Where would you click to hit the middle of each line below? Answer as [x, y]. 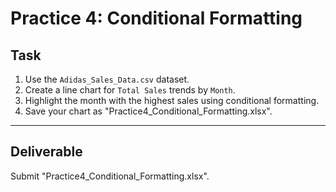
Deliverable [46, 152]
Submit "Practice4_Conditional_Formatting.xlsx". [110, 176]
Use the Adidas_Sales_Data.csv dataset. [107, 79]
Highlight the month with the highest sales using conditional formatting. [172, 100]
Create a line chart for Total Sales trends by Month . [130, 90]
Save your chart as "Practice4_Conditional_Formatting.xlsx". [148, 111]
